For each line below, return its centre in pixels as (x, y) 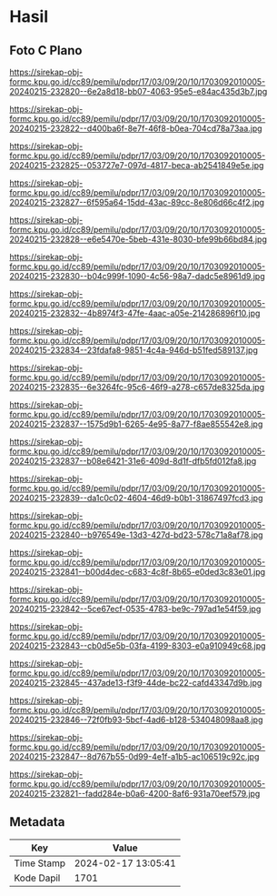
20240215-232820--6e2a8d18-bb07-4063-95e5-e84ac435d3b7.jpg (138, 91)
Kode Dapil (37, 878)
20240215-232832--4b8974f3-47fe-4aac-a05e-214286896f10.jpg (135, 313)
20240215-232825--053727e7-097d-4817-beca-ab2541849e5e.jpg (137, 165)
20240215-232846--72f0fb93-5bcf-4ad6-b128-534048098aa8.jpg (136, 720)
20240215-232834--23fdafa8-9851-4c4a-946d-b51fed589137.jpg (134, 350)
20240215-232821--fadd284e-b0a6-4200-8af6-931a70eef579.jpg (135, 794)
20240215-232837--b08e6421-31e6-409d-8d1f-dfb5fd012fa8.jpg (133, 461)
